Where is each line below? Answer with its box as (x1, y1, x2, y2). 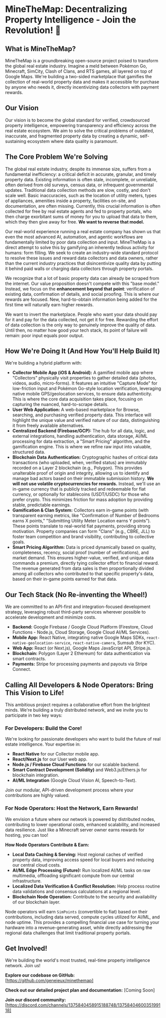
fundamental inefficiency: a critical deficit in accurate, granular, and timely (5, 171, 157, 177)
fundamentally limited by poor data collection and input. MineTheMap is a (5, 239, 155, 245)
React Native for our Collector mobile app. (12, 751, 100, 757)
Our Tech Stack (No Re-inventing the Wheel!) (5, 590, 148, 599)
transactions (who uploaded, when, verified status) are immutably (12, 460, 147, 466)
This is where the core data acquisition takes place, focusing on (12, 396, 143, 402)
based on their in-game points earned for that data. (12, 576, 117, 582)
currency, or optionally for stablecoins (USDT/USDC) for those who (12, 492, 150, 498)
